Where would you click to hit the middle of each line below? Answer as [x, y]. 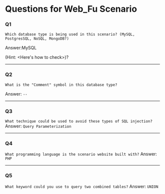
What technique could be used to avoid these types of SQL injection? [79, 121]
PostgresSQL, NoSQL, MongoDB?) [37, 39]
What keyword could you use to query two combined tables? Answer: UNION [82, 186]
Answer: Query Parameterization [38, 126]
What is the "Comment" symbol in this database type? [61, 85]
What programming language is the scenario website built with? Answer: [81, 154]
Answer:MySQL [21, 48]
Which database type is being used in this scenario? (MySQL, [70, 35]
